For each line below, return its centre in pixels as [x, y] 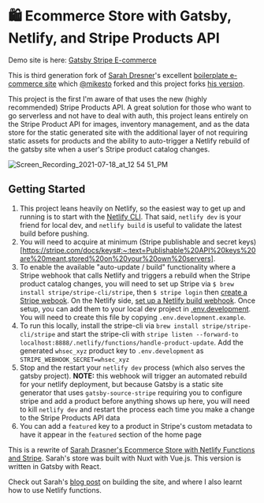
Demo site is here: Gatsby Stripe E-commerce [82, 60]
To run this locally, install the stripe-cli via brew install [109, 326]
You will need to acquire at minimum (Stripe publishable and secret [128, 241]
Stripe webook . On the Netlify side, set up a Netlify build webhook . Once [138, 300]
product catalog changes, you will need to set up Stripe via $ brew [127, 283]
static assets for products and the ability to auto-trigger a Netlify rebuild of [129, 140]
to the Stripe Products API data [70, 417]
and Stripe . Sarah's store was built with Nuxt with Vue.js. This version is [125, 458]
